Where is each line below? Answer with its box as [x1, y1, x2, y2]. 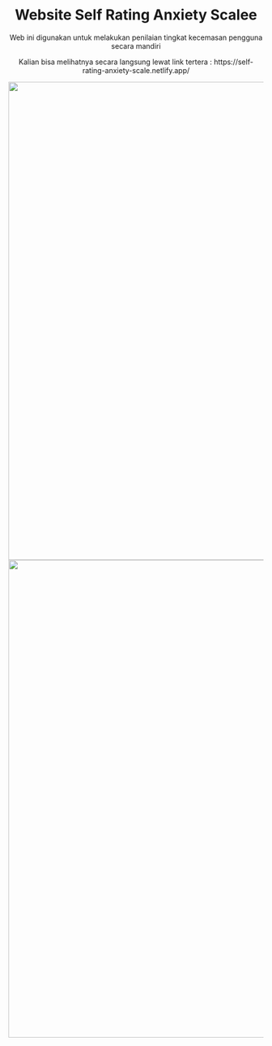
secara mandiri [111, 41, 161, 50]
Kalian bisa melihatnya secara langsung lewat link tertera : [19, 57, 213, 67]
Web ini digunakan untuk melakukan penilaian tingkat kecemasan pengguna [9, 32, 263, 42]
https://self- [213, 57, 253, 67]
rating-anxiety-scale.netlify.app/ [82, 65, 190, 75]
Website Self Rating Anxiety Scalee [15, 6, 257, 24]
